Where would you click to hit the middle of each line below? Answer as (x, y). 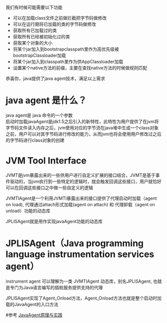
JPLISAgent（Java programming (75, 243)
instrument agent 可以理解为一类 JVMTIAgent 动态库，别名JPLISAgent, (79, 281)
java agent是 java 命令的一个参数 (39, 115)
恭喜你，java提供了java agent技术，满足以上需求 (55, 78)
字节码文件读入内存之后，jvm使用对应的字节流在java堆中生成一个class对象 (82, 128)
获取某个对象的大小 (33, 43)
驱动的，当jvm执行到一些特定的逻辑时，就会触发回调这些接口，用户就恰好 (85, 181)
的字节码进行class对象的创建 (35, 140)
